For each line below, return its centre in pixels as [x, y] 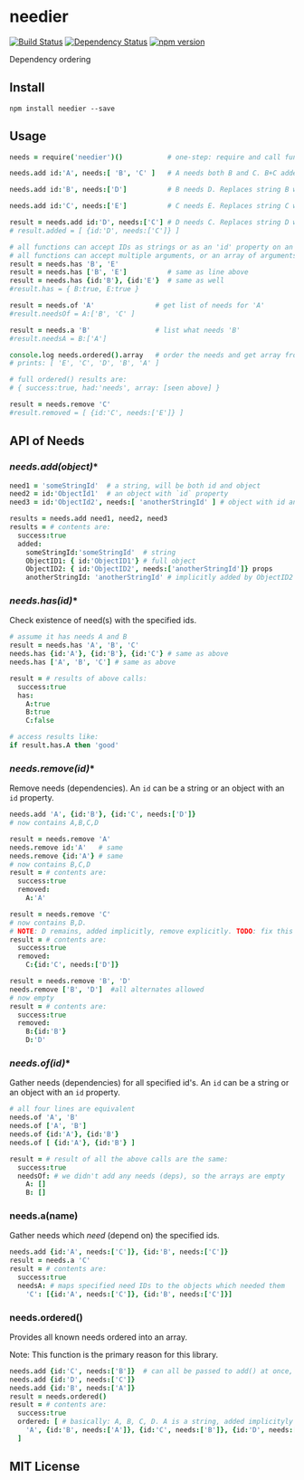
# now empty [32, 998]
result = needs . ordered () [58, 1396]
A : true [38, 704]
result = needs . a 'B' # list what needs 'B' [125, 330]
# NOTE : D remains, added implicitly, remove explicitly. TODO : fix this [152, 931]
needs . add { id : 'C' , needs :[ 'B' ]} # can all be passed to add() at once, [152, 1371]
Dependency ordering [50, 59]
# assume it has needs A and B [68, 637]
